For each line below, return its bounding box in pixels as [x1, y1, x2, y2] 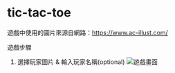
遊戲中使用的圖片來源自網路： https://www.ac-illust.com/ [7, 28, 168, 36]
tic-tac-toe [7, 5, 71, 21]
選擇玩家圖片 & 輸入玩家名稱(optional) [17, 57, 125, 66]
